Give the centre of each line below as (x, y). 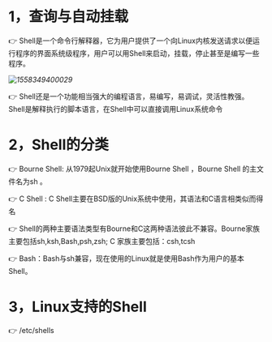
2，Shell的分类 (59, 145)
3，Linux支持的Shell (78, 307)
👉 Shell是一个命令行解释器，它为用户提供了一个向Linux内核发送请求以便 (131, 41)
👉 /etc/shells (31, 330)
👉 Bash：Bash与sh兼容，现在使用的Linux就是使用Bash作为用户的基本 (127, 258)
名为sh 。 (31, 181)
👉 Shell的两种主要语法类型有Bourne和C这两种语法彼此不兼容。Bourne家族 (134, 229)
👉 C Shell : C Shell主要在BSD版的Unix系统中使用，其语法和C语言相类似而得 (136, 199)
